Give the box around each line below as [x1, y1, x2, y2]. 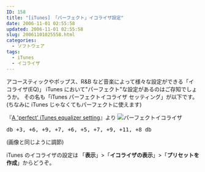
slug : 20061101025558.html [6, 32, 75, 38]
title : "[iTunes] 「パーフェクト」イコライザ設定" [6, 15, 124, 21]
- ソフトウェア [12, 43, 45, 50]
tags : [6, 49, 20, 55]
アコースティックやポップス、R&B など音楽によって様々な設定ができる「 [6, 78, 189, 85]
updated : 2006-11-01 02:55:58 [6, 26, 84, 32]
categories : [6, 37, 37, 43]
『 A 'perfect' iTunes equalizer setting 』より [6, 114, 116, 121]
